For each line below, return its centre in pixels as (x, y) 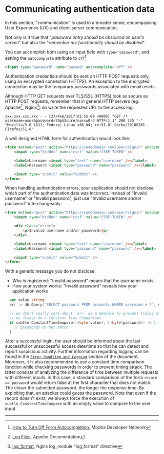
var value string (27, 300)
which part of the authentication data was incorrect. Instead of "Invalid (76, 193)
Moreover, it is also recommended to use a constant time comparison (75, 362)
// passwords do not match (41, 327)
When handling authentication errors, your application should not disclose (79, 188)
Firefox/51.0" (20, 129)
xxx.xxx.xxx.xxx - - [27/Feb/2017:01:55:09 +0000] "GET (63, 117)
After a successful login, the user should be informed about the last (73, 341)
